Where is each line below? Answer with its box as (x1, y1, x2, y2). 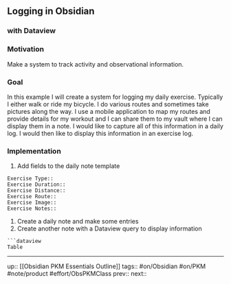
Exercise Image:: (7, 199, 57, 206)
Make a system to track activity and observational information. (7, 60, 184, 68)
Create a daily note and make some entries (16, 217, 139, 226)
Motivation (7, 45, 45, 54)
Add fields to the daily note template (16, 162, 120, 170)
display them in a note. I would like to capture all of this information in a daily (7, 121, 223, 130)
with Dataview (7, 26, 56, 36)
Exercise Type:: (7, 175, 54, 182)
